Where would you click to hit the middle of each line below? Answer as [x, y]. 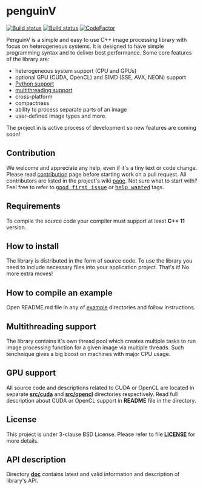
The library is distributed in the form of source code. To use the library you [99, 261]
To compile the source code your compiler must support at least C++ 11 [95, 221]
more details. [23, 440]
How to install [33, 246]
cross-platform [34, 96]
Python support [35, 84]
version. [16, 227]
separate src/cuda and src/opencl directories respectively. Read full [92, 394]
